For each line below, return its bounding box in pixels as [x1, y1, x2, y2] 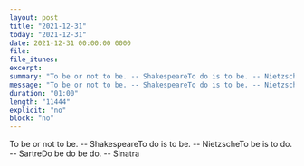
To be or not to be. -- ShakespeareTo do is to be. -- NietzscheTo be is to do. [9, 139, 292, 150]
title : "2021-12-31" [9, 22, 88, 31]
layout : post [9, 13, 59, 23]
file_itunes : [9, 55, 59, 64]
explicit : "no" [9, 106, 67, 115]
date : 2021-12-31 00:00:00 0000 [9, 38, 131, 48]
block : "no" [9, 114, 54, 123]
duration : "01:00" [9, 88, 79, 97]
